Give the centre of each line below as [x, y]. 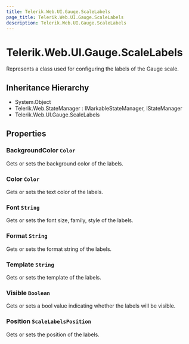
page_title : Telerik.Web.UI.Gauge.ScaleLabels [65, 17]
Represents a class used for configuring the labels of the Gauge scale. [92, 69]
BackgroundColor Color [41, 150]
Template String [30, 265]
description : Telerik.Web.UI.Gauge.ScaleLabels [66, 23]
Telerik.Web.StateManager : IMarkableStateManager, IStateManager [99, 109]
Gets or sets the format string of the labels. [59, 249]
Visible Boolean [28, 293]
